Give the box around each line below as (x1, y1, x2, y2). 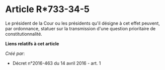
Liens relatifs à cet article (5, 40, 59, 46)
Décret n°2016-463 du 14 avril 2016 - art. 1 (12, 60, 101, 66)
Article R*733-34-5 (5, 4, 90, 15)
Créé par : (5, 50, 25, 56)
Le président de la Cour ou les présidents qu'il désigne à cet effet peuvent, (5, 20, 160, 26)
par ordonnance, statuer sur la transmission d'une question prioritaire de (5, 25, 156, 31)
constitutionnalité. (5, 31, 43, 37)
